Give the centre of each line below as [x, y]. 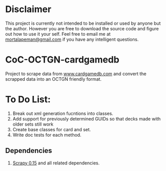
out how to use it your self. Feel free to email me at [58, 34]
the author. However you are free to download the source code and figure [82, 28]
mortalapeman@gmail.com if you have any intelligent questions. [72, 39]
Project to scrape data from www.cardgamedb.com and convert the [76, 74]
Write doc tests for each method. [47, 135]
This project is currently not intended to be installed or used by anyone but [83, 23]
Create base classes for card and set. [52, 129]
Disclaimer [28, 9]
